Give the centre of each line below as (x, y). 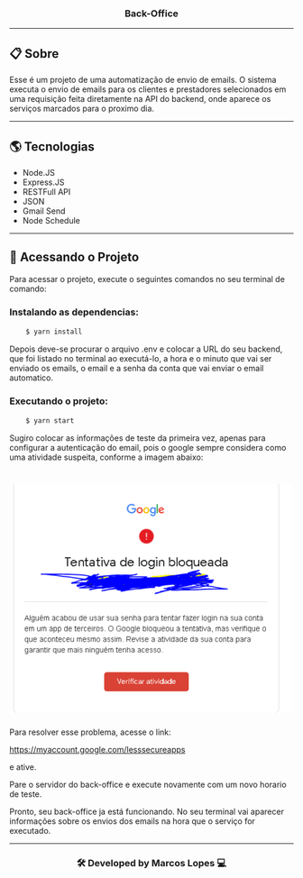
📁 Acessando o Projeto (74, 257)
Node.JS (39, 172)
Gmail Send (44, 211)
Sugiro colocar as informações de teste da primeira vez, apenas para (138, 438)
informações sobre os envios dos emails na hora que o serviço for (132, 821)
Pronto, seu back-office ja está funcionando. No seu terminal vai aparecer (147, 811)
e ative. (23, 767)
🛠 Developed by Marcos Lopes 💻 (151, 863)
